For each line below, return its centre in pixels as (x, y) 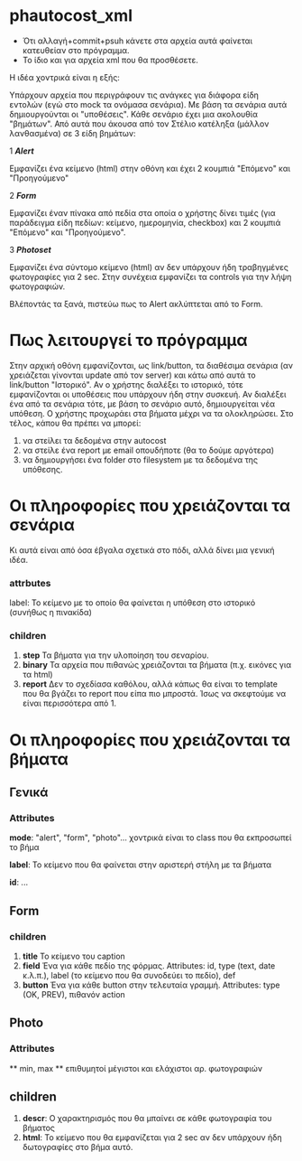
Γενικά (29, 792)
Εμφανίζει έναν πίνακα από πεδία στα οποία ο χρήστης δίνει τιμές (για (143, 212)
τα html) (37, 675)
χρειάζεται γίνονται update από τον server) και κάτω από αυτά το (133, 375)
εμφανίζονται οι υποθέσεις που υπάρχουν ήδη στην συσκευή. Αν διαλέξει (148, 394)
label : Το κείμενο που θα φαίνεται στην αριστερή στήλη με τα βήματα (141, 865)
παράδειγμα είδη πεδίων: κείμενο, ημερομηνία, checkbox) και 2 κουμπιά (145, 222)
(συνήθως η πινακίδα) (51, 613)
